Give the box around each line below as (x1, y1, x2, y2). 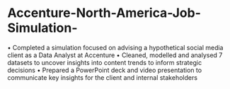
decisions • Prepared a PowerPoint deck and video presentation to (7, 66, 202, 74)
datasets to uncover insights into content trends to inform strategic (7, 58, 202, 66)
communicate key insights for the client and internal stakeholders (7, 73, 198, 82)
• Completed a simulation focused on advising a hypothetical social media (7, 43, 224, 52)
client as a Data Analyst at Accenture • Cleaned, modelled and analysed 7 (7, 51, 223, 59)
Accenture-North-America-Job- (7, 5, 202, 21)
